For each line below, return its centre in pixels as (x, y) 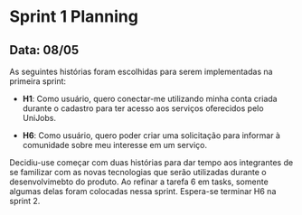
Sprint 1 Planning (74, 17)
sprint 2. (25, 201)
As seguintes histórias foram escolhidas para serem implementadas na (141, 71)
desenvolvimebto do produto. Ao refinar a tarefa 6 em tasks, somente (139, 182)
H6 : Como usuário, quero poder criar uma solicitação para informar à (151, 136)
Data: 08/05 (44, 50)
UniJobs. (39, 118)
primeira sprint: (38, 81)
